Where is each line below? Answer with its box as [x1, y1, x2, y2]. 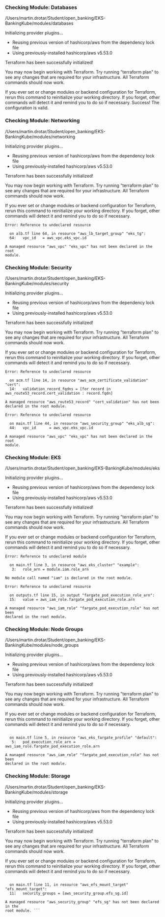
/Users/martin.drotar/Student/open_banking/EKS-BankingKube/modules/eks [5, 465, 160, 471]
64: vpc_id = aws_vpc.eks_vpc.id [9, 235, 87, 240]
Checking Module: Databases [5, 4, 78, 11]
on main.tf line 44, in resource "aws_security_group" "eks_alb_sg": [9, 421, 155, 426]
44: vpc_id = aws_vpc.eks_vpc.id [9, 425, 93, 430]
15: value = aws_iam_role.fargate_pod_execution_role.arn [9, 597, 135, 602]
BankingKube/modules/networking [5, 134, 75, 140]
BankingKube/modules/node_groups [5, 642, 79, 648]
